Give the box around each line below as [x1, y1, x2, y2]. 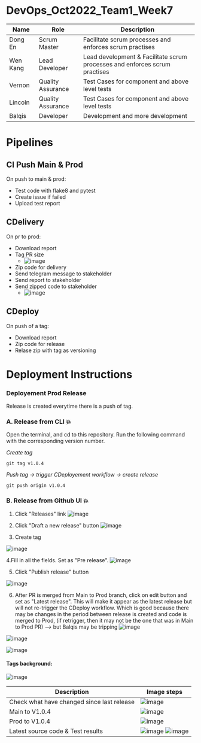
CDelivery [6, 217, 44, 228]
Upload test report [14, 199, 60, 207]
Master [38, 43, 59, 51]
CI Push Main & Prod [6, 159, 84, 169]
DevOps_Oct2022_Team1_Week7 [6, 4, 173, 17]
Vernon [9, 81, 30, 89]
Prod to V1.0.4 [9, 717, 51, 725]
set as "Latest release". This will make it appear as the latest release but [14, 598, 193, 605]
